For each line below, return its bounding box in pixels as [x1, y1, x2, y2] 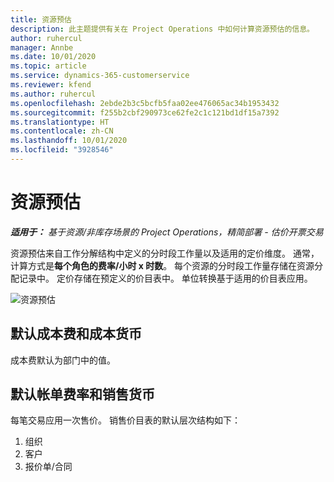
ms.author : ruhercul [10, 89, 97, 99]
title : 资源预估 [10, 14, 72, 25]
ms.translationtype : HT [10, 117, 110, 127]
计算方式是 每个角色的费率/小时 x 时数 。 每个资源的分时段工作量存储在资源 [10, 259, 315, 271]
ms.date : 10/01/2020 [10, 52, 97, 62]
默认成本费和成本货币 [10, 326, 142, 343]
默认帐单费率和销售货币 [10, 386, 155, 403]
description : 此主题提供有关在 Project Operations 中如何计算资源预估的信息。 [10, 24, 315, 34]
